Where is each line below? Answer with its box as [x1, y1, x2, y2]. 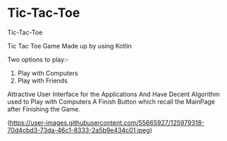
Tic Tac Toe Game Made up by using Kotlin [7, 41, 133, 50]
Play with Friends [17, 76, 68, 85]
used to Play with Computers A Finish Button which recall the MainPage [7, 97, 216, 106]
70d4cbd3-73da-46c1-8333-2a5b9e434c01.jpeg [7, 126, 150, 134]
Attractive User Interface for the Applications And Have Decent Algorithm [7, 90, 220, 98]
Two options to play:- [7, 55, 69, 64]
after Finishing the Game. [7, 105, 81, 113]
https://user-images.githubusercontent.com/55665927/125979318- [9, 118, 205, 127]
